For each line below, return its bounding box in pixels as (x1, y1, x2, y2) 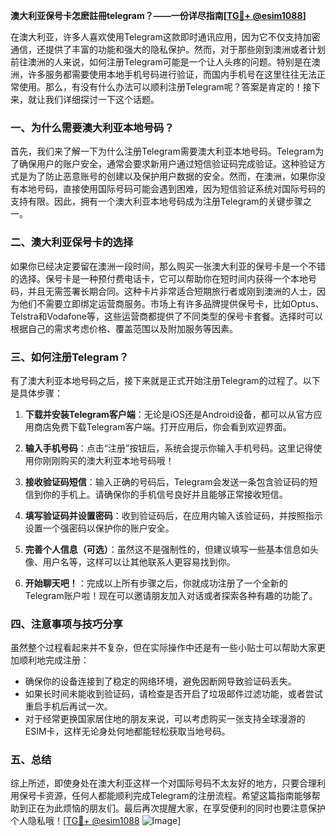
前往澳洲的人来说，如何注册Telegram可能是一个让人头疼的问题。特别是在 (10, 56, 312, 68)
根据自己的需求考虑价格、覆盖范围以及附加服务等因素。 (10, 322, 238, 334)
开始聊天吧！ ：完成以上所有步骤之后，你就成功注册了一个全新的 (24, 577, 288, 589)
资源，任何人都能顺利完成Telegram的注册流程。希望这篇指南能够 (44, 790, 312, 802)
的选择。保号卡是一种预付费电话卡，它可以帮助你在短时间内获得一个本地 (10, 272, 308, 284)
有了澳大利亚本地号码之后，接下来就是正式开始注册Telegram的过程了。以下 (10, 374, 321, 386)
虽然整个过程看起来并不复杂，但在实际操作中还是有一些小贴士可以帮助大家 (10, 642, 317, 654)
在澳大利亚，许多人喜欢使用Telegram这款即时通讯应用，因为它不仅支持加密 (10, 31, 321, 43)
